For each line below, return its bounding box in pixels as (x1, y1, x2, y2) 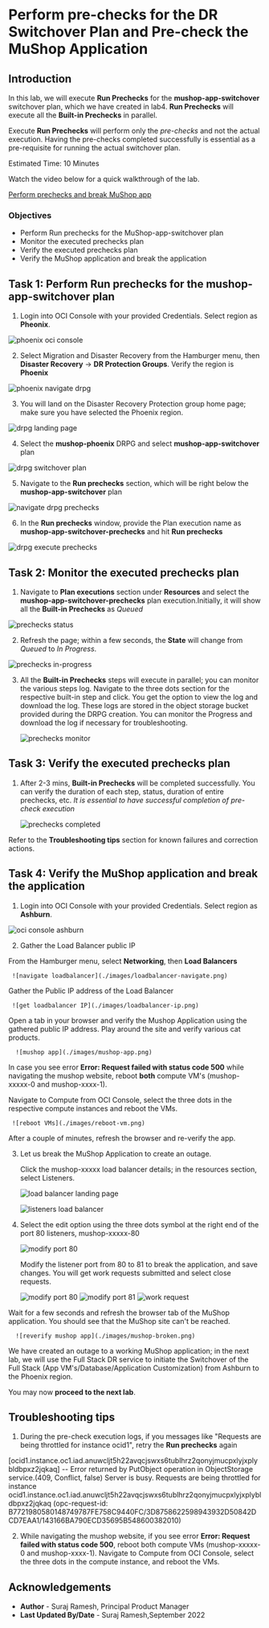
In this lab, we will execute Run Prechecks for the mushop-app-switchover (8, 93, 260, 102)
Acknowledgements (8, 1580, 112, 1594)
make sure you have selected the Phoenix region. (19, 408, 184, 418)
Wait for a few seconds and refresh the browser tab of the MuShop (8, 1308, 230, 1317)
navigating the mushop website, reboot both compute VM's (8, 1070, 206, 1080)
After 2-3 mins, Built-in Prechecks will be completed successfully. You (19, 778, 255, 788)
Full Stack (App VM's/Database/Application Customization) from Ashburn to (8, 1362, 259, 1373)
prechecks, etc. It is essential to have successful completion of (19, 795, 230, 805)
